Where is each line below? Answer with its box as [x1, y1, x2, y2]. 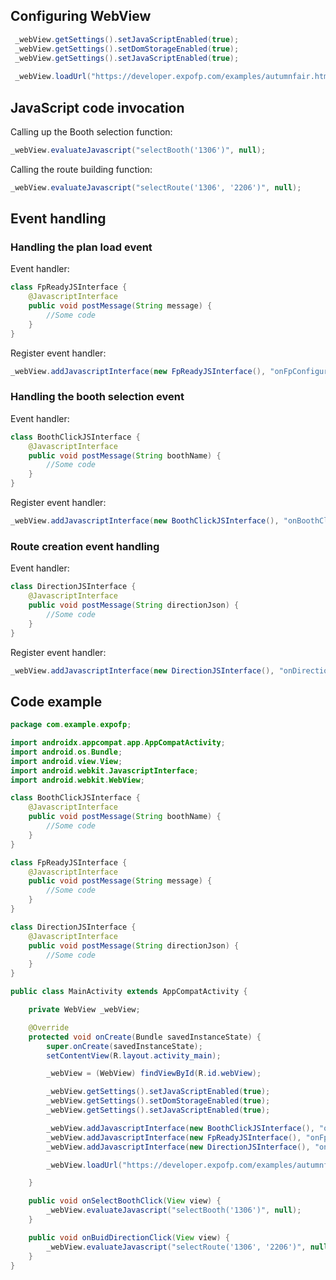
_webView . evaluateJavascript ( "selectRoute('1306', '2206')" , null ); [10, 182, 302, 193]
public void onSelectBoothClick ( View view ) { [28, 1196, 222, 1206]
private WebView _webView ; [28, 1005, 141, 1015]
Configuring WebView [10, 8, 152, 25]
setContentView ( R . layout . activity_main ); [46, 1050, 222, 1061]
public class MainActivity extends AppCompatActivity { [10, 987, 248, 997]
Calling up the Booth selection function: [10, 126, 173, 138]
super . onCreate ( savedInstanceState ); [46, 1041, 203, 1051]
